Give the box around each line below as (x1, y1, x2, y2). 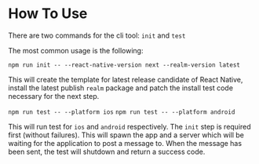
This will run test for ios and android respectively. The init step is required (8, 122, 251, 131)
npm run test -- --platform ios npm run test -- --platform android (8, 108, 235, 116)
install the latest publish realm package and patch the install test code (8, 83, 234, 93)
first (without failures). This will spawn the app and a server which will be (8, 130, 245, 140)
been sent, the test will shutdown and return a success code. (8, 147, 206, 156)
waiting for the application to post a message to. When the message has (8, 138, 242, 148)
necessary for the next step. (8, 91, 100, 100)
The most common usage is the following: (8, 46, 144, 55)
